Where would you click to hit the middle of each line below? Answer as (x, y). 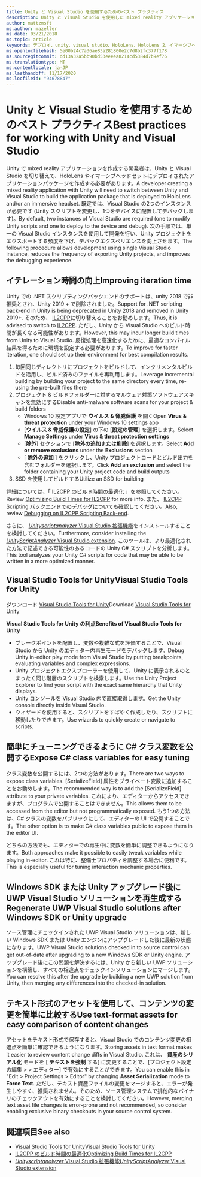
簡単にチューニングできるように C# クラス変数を (96, 747)
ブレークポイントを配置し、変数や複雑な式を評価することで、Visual (98, 642)
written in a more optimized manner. (51, 561)
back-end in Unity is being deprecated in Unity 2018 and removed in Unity (98, 310)
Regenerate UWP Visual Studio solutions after (94, 908)
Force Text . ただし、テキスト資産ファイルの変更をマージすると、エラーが (97, 1084)
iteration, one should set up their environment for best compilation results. (98, 354)
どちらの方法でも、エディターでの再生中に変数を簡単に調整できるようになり (100, 845)
